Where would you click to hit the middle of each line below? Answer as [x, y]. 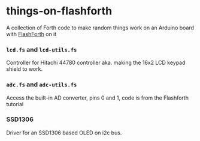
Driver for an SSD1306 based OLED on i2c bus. [64, 133]
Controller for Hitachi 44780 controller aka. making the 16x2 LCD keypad [96, 63]
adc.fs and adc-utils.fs [42, 85]
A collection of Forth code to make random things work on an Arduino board [100, 28]
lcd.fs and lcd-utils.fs [42, 49]
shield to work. [25, 69]
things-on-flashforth [59, 11]
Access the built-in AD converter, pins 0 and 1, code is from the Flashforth [97, 98]
